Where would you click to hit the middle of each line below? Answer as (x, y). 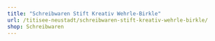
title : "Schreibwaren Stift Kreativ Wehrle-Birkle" (84, 14)
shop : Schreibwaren (36, 26)
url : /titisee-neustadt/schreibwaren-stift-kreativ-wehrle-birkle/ (108, 20)
